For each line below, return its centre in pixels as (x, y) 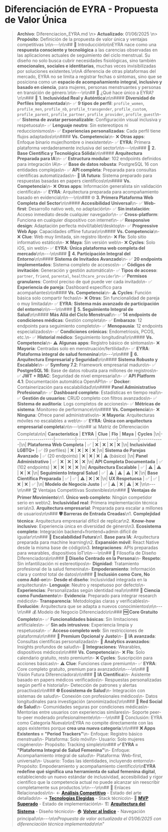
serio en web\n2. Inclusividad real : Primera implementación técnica (87, 502)
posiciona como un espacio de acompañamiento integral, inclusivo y (90, 82)
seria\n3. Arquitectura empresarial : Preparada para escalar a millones (90, 508)
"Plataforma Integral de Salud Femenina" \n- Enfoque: (74, 750)
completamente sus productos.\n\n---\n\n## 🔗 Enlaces (74, 787)
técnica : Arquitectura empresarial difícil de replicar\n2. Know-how (86, 521)
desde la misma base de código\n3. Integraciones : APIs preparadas (88, 547)
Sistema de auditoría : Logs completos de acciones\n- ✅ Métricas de (89, 403)
